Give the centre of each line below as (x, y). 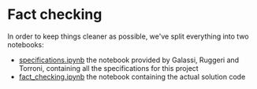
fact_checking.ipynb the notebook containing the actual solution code (132, 76)
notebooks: (26, 44)
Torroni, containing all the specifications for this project (108, 68)
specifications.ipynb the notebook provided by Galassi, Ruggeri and (129, 60)
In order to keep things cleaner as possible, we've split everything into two (128, 36)
